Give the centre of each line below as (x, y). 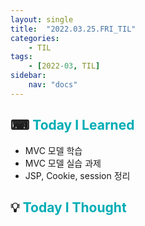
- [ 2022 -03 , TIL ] (64, 66)
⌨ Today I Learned (72, 125)
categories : (35, 38)
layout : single (42, 19)
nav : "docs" (53, 85)
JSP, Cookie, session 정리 (77, 175)
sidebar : (28, 76)
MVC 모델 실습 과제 (63, 163)
